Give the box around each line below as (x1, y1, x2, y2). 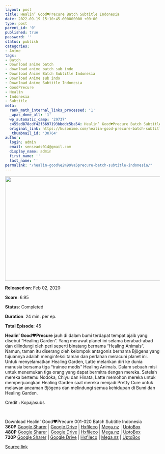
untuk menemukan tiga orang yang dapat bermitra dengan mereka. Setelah (5, 369, 157, 375)
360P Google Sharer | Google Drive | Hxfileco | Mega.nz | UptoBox (5, 424, 141, 430)
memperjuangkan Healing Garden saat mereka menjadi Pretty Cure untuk (5, 380, 154, 386)
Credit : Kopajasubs (5, 399, 45, 406)
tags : (5, 53, 16, 58)
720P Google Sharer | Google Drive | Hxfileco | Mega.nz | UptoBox (5, 434, 140, 440)
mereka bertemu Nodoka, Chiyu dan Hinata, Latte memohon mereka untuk (5, 374, 156, 380)
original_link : (9, 126, 41, 131)
